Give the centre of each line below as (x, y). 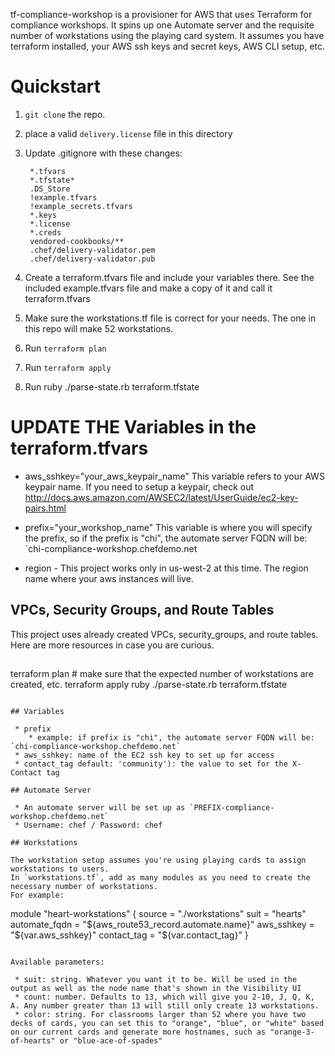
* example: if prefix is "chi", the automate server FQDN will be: (171, 738)
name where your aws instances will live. (109, 578)
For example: (37, 895)
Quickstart (56, 86)
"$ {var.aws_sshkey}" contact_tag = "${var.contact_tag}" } (129, 935)
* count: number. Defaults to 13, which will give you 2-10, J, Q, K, (164, 997)
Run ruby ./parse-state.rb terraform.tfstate (112, 386)
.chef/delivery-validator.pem (92, 250)
